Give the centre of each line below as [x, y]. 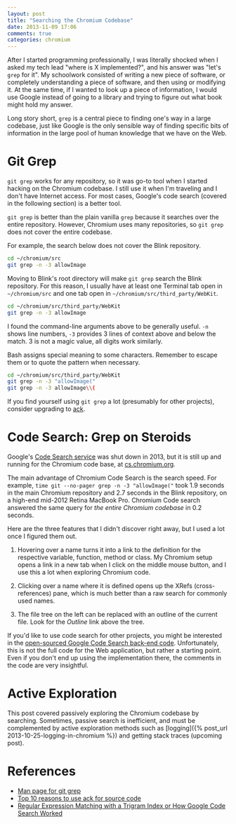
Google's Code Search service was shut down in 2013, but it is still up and [114, 457]
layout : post [26, 14]
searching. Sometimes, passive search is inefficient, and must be [101, 721]
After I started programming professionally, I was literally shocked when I [113, 60]
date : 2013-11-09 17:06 [42, 27]
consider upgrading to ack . [46, 409]
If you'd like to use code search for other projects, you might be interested [115, 636]
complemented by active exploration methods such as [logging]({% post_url [118, 728]
